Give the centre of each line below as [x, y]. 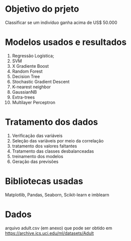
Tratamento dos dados [52, 122]
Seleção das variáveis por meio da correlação [58, 141]
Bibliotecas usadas [44, 181]
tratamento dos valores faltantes [44, 146]
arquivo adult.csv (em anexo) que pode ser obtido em [59, 228]
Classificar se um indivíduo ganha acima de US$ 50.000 [61, 22]
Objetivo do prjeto [42, 9]
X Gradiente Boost [30, 66]
